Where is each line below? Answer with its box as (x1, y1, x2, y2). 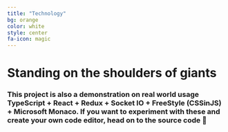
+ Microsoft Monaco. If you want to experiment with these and (7, 107, 220, 117)
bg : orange (7, 16, 39, 23)
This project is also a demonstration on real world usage (7, 90, 199, 100)
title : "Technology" (7, 10, 67, 17)
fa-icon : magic (7, 36, 51, 43)
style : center (7, 29, 48, 36)
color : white (7, 23, 45, 30)
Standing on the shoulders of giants (7, 65, 217, 81)
